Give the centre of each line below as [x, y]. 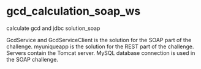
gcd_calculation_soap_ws [74, 11]
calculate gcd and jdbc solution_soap [53, 28]
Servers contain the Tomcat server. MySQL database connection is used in [101, 53]
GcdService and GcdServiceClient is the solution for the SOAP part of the [99, 40]
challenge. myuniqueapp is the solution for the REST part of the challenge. [100, 46]
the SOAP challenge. [32, 59]
